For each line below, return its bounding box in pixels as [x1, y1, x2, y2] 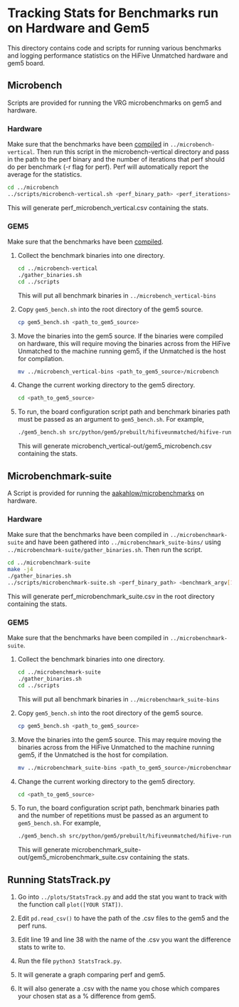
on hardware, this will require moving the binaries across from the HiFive [17, 339, 231, 348]
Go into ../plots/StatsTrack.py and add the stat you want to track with [17, 892, 228, 902]
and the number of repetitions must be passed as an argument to [17, 811, 208, 820]
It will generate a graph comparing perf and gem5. [17, 971, 166, 979]
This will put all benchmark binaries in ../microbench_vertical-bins [17, 291, 217, 300]
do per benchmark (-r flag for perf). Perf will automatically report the [7, 162, 209, 172]
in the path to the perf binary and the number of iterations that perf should [7, 155, 225, 164]
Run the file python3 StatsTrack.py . [17, 956, 122, 966]
